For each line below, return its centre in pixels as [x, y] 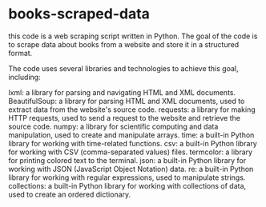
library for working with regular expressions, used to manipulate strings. [127, 177]
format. [20, 53]
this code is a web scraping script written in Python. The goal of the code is [133, 36]
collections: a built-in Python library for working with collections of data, [127, 185]
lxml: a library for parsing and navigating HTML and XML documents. [122, 92]
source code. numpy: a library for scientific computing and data [113, 126]
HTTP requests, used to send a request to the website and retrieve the [124, 117]
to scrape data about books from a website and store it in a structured [124, 44]
